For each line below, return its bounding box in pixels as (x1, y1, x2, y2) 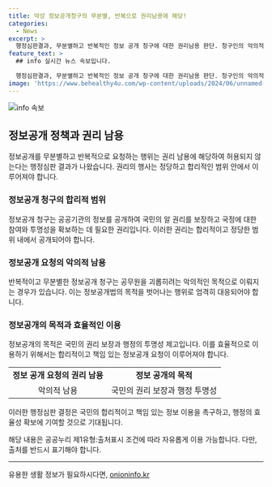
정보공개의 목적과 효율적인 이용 (8, 319, 121, 330)
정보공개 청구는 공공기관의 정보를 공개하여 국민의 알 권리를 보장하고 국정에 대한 (8, 214, 257, 224)
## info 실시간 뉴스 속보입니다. (15, 58, 112, 66)
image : (8, 79, 31, 88)
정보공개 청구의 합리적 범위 (8, 194, 107, 205)
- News (15, 27, 38, 35)
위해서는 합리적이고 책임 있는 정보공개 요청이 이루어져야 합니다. (29, 350, 229, 360)
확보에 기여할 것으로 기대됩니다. (23, 417, 123, 427)
